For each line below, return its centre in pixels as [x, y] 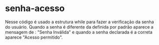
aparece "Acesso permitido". [34, 37]
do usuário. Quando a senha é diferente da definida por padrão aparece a [79, 27]
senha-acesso [35, 8]
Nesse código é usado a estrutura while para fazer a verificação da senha [79, 22]
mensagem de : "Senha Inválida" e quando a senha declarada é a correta [79, 32]
